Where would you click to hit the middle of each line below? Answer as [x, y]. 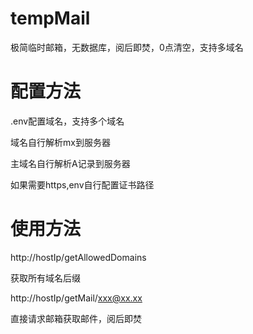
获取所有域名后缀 [45, 278]
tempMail [50, 18]
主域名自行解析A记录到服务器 [70, 163]
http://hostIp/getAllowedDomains [78, 257]
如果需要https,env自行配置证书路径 [82, 184]
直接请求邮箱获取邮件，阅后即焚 [76, 318]
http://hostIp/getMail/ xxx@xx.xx [76, 298]
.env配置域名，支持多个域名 [67, 121]
